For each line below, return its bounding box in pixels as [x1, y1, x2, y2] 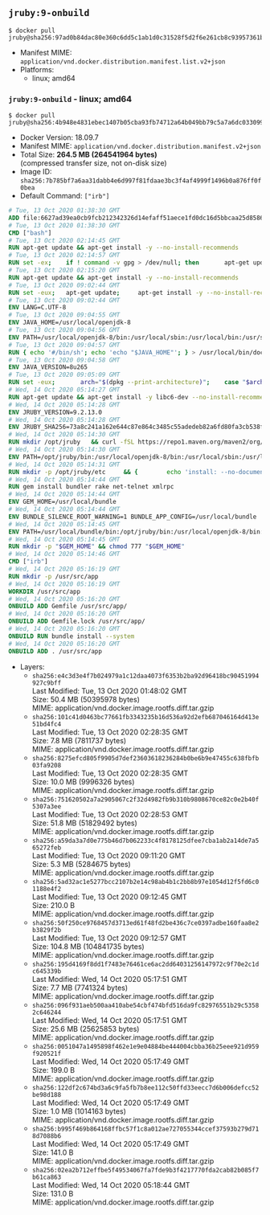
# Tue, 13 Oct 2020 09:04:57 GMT [8, 341, 121, 349]
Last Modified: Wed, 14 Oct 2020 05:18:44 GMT [31, 1180, 190, 1189]
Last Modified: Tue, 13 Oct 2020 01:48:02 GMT [31, 685, 187, 695]
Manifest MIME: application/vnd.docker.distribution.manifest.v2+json [19, 141, 261, 151]
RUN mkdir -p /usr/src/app [8, 572, 99, 580]
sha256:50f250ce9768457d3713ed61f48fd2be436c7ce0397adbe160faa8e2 [31, 918, 260, 927]
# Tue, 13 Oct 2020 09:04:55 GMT [8, 311, 121, 319]
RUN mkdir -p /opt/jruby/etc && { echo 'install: [8, 468, 218, 476]
